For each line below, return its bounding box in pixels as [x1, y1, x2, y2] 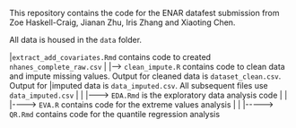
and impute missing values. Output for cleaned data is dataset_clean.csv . [9, 71, 282, 81]
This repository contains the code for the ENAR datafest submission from [9, 8, 280, 18]
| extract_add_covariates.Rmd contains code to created [9, 52, 212, 62]
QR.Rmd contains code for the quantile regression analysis [9, 109, 221, 119]
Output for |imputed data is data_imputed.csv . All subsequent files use [9, 81, 268, 90]
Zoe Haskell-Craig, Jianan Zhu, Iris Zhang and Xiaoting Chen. [9, 17, 236, 28]
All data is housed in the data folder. [9, 35, 142, 45]
